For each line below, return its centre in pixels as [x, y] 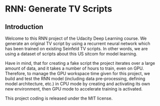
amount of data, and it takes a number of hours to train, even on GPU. [74, 68]
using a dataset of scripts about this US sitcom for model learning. [71, 54]
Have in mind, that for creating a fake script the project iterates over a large [80, 63]
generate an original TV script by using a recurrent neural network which [78, 44]
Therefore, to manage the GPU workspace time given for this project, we [78, 73]
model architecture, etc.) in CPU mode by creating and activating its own [78, 84]
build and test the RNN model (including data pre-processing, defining [75, 79]
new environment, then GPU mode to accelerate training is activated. [74, 89]
